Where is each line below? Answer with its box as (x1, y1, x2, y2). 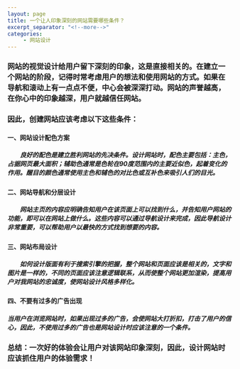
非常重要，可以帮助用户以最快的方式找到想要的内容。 (7, 223, 163, 231)
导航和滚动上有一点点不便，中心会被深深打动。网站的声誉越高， (7, 83, 226, 93)
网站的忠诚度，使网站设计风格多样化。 (26, 277, 138, 286)
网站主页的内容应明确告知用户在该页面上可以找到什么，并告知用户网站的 (19, 205, 231, 214)
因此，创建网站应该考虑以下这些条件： (7, 114, 138, 124)
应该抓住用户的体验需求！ (7, 353, 95, 363)
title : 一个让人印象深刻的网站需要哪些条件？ (7, 17, 126, 24)
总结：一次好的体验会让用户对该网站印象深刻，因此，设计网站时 (7, 343, 226, 353)
